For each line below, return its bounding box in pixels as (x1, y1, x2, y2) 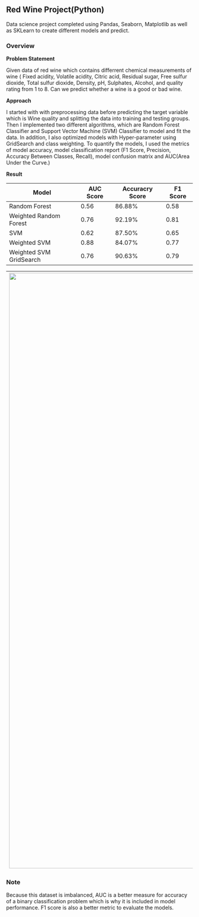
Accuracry (122, 185, 153, 193)
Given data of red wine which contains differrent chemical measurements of (6, 67, 192, 74)
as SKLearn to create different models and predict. (6, 27, 130, 34)
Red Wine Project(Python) (6, 5, 105, 15)
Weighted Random (9, 212, 60, 220)
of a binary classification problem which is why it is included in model (6, 898, 176, 905)
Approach (6, 97, 31, 105)
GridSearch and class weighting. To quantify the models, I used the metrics (6, 140, 190, 147)
